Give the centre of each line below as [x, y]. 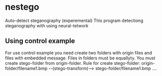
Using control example [40, 41]
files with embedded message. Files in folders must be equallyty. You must [80, 58]
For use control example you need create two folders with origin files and [79, 53]
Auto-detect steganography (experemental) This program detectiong [74, 20]
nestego [22, 7]
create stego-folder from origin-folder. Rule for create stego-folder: [73, 63]
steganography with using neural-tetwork [47, 25]
